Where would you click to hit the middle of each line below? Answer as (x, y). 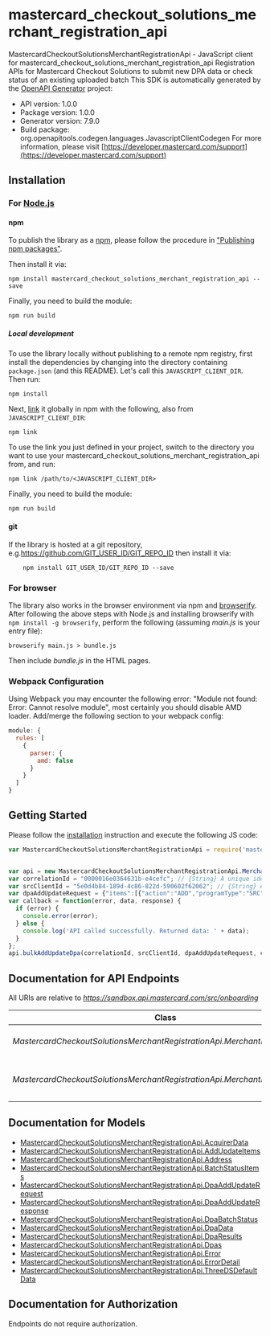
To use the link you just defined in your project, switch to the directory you (131, 447)
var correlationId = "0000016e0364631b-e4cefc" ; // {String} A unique (129, 879)
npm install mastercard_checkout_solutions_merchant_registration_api (129, 279)
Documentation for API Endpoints (94, 978)
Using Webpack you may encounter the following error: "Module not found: (133, 699)
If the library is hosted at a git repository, (76, 544)
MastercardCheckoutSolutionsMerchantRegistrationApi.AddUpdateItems (140, 1150)
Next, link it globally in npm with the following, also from (101, 409)
